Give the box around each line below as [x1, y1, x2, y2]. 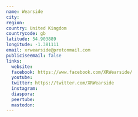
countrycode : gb [6, 31, 46, 37]
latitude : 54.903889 [6, 36, 57, 42]
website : [11, 63, 33, 70]
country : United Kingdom [6, 25, 67, 31]
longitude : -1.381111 [6, 42, 59, 48]
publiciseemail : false [6, 53, 62, 58]
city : [6, 14, 19, 20]
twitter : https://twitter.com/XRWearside [11, 80, 115, 86]
